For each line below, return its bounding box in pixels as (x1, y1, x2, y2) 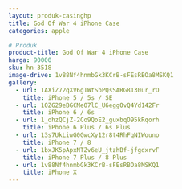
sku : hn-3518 (8, 64, 52, 72)
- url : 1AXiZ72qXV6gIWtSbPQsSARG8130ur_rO (15, 86, 160, 94)
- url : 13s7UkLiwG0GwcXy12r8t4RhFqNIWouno (15, 131, 160, 139)
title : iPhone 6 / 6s (22, 109, 95, 117)
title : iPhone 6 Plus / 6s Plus (22, 124, 131, 132)
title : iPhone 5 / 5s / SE (22, 93, 113, 101)
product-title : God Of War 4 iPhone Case (8, 49, 149, 57)
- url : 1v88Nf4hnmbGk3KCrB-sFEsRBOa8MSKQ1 (15, 161, 160, 169)
